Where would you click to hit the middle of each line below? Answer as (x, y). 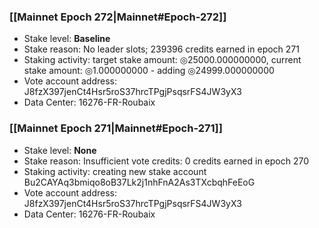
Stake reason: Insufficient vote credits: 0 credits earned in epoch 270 (166, 161)
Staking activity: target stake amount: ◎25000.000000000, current (162, 60)
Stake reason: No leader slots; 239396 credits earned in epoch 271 (161, 49)
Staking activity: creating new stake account (115, 171)
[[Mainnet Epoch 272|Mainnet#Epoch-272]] (118, 17)
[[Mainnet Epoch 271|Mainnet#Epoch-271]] (116, 128)
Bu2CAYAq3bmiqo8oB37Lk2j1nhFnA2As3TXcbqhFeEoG (139, 182)
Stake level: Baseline (67, 39)
